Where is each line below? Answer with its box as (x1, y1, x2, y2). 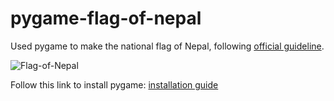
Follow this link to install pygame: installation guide (10, 78, 219, 91)
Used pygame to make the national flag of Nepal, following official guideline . (10, 40, 325, 52)
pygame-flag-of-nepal (10, 7, 202, 30)
